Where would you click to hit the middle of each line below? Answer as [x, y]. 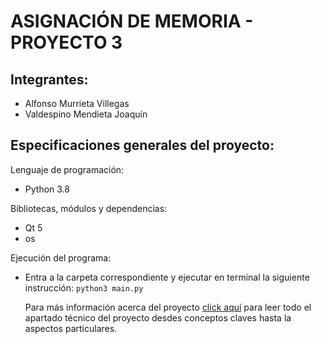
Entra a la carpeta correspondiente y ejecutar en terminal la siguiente [167, 277]
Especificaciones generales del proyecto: [142, 145]
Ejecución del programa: [61, 257]
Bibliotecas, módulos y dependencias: [89, 208]
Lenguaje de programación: [67, 169]
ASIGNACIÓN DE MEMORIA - [132, 21]
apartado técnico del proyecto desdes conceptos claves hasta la [158, 317]
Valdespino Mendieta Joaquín [86, 114]
